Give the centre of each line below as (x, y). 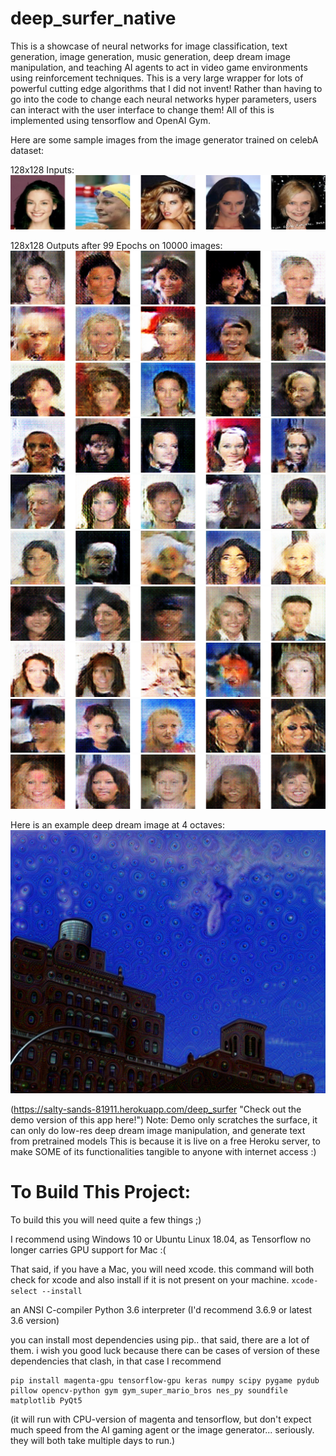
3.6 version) (35, 1320)
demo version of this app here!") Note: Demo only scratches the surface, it (164, 1120)
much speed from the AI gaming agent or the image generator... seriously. (162, 1429)
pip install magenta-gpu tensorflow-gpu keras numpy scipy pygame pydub (165, 1380)
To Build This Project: (101, 1192)
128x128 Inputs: (42, 169)
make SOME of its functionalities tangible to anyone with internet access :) (163, 1152)
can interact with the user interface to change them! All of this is (142, 109)
